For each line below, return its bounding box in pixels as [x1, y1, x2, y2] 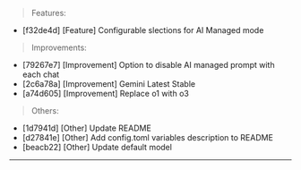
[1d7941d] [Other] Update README [21, 123, 152, 133]
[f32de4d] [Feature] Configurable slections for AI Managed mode [21, 25, 264, 35]
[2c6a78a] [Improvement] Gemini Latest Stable [21, 79, 195, 89]
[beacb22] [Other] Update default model [21, 142, 173, 152]
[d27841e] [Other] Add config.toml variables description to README [21, 132, 273, 142]
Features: [30, 8, 67, 18]
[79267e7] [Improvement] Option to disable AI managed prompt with [21, 60, 275, 70]
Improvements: [30, 42, 87, 53]
